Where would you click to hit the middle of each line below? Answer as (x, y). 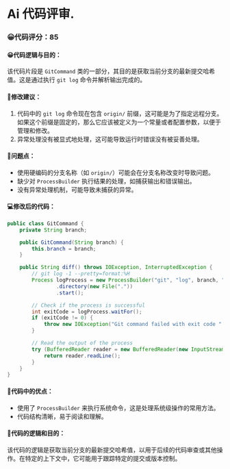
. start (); (70, 293)
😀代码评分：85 (33, 37)
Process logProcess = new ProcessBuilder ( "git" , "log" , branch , (125, 280)
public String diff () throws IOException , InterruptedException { (116, 268)
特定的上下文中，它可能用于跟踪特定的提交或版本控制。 (103, 458)
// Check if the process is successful (89, 305)
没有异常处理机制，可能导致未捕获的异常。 (77, 190)
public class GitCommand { (46, 223)
